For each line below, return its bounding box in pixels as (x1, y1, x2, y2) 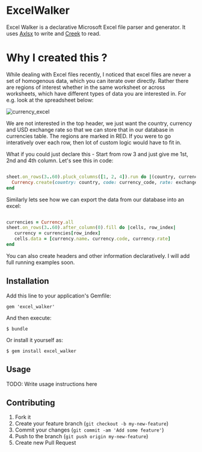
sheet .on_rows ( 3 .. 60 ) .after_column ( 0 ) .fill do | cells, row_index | (6, 225, 176, 231)
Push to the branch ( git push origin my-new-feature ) (14, 433, 148, 440)
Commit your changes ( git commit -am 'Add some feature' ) (14, 426, 164, 433)
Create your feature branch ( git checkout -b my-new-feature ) (14, 420, 169, 427)
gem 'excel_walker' (6, 304, 55, 310)
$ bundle (6, 326, 28, 332)
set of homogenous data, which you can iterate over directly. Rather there (6, 77, 189, 84)
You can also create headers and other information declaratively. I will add (6, 252, 190, 259)
